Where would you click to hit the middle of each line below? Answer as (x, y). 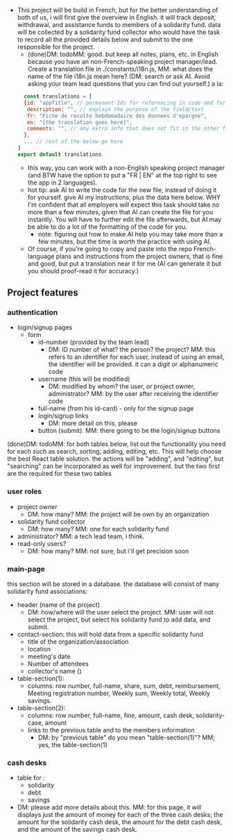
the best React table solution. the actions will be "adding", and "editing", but (115, 459)
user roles (25, 492)
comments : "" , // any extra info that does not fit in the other (123, 129)
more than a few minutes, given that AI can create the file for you (120, 212)
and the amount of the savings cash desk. (77, 830)
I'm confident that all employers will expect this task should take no (123, 205)
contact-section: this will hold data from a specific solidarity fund (110, 635)
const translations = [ (58, 96)
